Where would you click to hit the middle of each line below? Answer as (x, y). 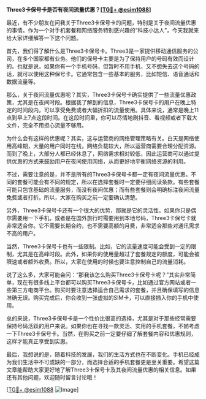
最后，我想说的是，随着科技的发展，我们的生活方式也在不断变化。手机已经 (100, 354)
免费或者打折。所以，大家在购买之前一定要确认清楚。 (74, 197)
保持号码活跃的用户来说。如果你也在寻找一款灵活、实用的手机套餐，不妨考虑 (103, 326)
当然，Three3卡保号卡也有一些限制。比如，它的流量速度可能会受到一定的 (99, 246)
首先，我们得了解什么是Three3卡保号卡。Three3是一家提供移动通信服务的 (100, 51)
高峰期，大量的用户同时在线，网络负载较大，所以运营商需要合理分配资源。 (105, 146)
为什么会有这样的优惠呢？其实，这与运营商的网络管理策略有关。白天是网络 (100, 138)
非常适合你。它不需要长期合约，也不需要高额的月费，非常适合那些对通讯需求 (103, 226)
